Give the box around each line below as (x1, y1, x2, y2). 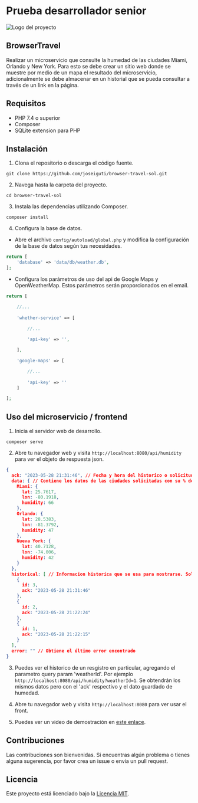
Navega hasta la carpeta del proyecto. (14, 181, 108, 188)
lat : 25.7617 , (21, 489, 57, 495)
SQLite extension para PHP (14, 127, 81, 134)
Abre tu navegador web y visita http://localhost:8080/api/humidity (14, 450, 181, 457)
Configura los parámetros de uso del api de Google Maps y (14, 276, 159, 283)
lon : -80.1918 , (21, 494, 60, 500)
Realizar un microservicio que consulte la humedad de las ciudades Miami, (6, 56, 187, 63)
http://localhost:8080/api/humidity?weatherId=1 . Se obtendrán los (14, 677, 181, 684)
